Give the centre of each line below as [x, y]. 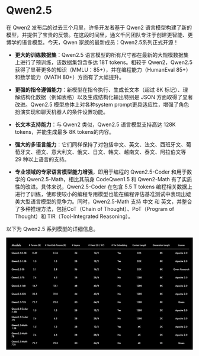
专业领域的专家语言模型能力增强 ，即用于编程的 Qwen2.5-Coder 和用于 [101, 172]
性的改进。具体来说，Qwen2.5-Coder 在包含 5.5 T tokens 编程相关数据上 [103, 187]
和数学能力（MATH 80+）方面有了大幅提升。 [70, 77]
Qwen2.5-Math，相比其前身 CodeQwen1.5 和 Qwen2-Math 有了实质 [109, 179]
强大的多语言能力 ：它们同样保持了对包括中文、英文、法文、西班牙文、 [100, 144]
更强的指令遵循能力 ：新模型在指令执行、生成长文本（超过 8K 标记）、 [99, 89]
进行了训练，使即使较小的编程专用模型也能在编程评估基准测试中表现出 [100, 194]
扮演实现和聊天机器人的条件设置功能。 [61, 112]
